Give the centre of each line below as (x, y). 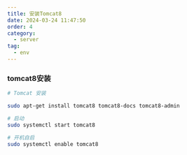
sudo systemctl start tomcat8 (51, 125)
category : (22, 33)
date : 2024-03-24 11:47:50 (47, 20)
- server (26, 40)
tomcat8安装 (29, 78)
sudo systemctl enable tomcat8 (53, 144)
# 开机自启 (21, 138)
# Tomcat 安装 (27, 94)
